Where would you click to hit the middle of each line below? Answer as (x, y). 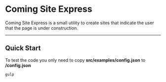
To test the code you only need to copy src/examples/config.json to (75, 60)
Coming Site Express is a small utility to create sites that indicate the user (80, 23)
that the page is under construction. (41, 28)
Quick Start (23, 48)
